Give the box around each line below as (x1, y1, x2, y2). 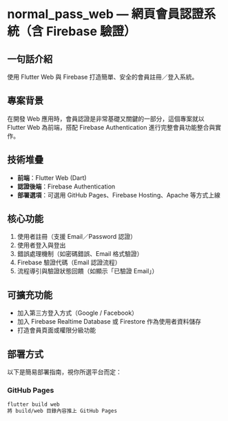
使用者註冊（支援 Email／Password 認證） (17, 233, 136, 241)
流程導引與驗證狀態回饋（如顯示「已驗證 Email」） (17, 267, 158, 275)
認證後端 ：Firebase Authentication (17, 182, 116, 190)
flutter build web (7, 401, 60, 408)
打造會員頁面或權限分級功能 (17, 326, 96, 335)
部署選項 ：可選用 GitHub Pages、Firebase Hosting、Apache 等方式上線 (17, 190, 220, 199)
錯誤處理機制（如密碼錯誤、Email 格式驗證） (17, 250, 143, 258)
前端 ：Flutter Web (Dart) (17, 173, 87, 182)
